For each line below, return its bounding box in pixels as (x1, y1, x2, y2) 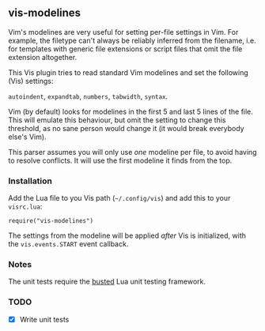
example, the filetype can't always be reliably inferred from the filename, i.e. (8, 36, 256, 45)
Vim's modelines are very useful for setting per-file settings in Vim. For (8, 27, 239, 36)
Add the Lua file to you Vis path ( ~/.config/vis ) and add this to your (8, 194, 231, 203)
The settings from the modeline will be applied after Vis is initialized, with (8, 231, 247, 240)
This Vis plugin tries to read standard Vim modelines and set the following (8, 67, 248, 77)
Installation (8, 175, 53, 186)
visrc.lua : (8, 201, 43, 212)
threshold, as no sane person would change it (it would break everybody (8, 123, 244, 133)
